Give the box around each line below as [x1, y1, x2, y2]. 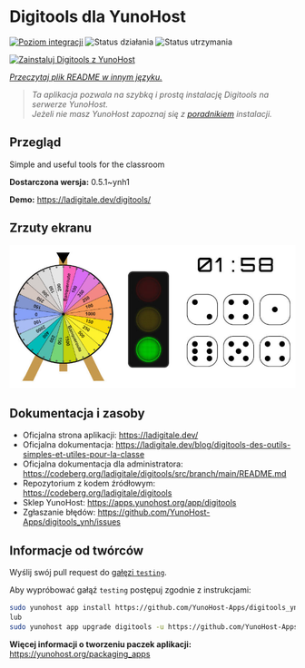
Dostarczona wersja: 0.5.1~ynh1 [9, 176, 130, 187]
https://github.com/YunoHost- [97, 506, 211, 518]
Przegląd [9, 134, 62, 151]
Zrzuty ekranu [9, 221, 93, 236]
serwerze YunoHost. [31, 98, 109, 110]
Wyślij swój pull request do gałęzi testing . [9, 567, 168, 578]
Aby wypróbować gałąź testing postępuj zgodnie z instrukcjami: [9, 584, 251, 595]
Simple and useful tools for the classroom [9, 159, 165, 170]
